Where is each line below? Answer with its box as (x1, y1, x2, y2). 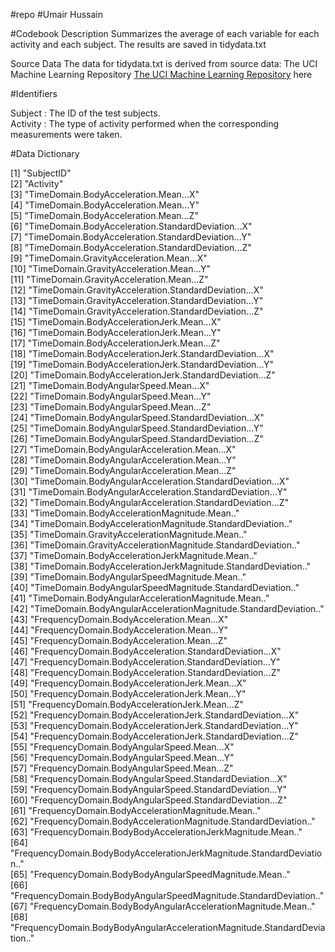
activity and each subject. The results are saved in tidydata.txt (10, 39, 267, 50)
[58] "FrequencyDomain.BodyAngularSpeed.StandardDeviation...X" (10, 773, 288, 784)
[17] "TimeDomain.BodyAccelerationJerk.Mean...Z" (10, 337, 221, 349)
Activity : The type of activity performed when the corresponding (10, 118, 279, 129)
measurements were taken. (10, 129, 123, 140)
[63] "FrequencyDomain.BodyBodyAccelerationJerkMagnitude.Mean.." (10, 826, 303, 838)
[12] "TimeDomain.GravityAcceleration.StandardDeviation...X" (10, 284, 264, 296)
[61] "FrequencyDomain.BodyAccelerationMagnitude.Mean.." (10, 805, 262, 816)
